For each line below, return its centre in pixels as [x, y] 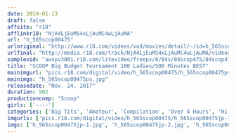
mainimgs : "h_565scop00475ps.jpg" [58, 79]
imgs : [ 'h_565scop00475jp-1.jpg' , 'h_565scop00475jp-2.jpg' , [99, 125]
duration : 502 [28, 92]
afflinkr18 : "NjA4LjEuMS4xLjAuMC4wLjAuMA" [70, 33]
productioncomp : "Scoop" [44, 99]
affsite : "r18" [29, 27]
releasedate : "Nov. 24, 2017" [52, 86]
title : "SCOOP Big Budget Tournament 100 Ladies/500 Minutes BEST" [108, 66]
